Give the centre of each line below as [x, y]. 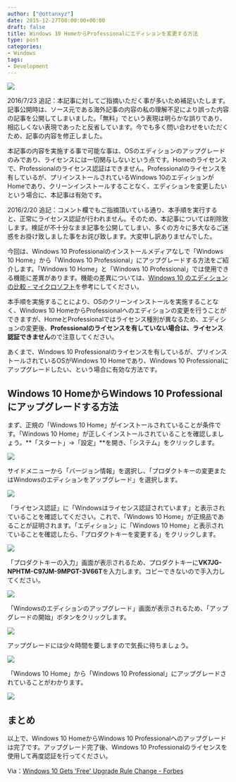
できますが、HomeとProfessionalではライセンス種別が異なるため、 [105, 319]
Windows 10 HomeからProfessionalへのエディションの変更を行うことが [123, 310]
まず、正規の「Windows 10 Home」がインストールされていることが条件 [111, 425]
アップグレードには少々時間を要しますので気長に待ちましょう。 [100, 645]
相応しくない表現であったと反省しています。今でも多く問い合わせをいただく [118, 127]
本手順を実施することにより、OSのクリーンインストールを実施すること [110, 301]
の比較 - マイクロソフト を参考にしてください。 [75, 286]
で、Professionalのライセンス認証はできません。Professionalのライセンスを [117, 168]
